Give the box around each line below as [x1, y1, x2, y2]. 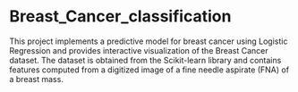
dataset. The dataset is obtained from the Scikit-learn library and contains [9, 54, 282, 65]
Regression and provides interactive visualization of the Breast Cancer [9, 45, 268, 55]
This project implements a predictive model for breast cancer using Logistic [9, 36, 288, 46]
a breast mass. [9, 73, 64, 84]
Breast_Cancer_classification [9, 6, 232, 27]
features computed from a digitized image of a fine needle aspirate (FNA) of [9, 64, 289, 75]
